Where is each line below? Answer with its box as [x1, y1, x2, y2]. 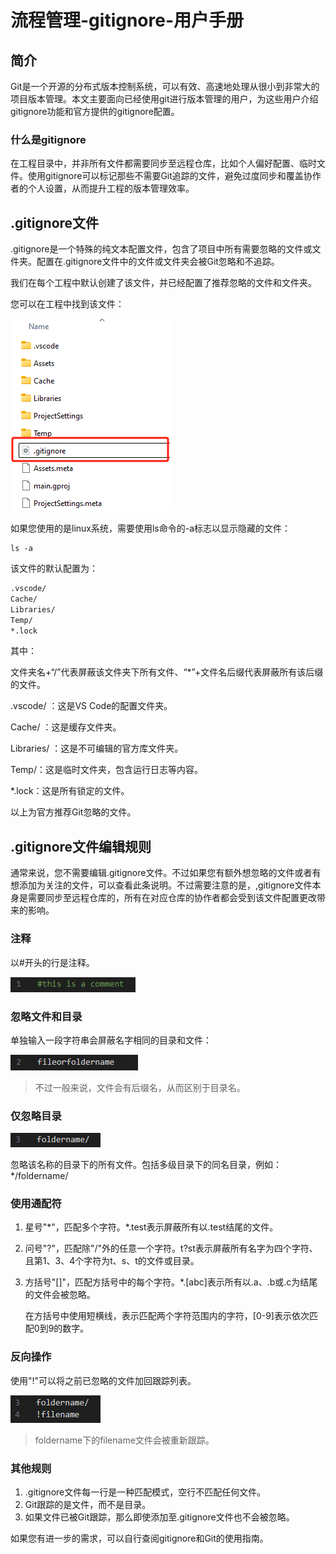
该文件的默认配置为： [10, 562, 98, 575]
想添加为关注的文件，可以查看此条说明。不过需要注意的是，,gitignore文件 [10, 879, 313, 891]
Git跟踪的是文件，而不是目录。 [24, 1499, 152, 1511]
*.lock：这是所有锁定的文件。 [10, 785, 130, 797]
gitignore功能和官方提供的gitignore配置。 [10, 106, 180, 117]
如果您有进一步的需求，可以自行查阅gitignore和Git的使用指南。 [10, 1532, 269, 1545]
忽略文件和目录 [10, 1009, 83, 1023]
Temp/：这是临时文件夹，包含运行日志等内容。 [10, 764, 203, 776]
